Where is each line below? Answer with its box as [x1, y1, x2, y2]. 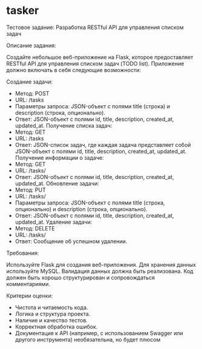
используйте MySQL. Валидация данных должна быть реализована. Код [6, 267, 194, 275]
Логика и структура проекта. [15, 310, 91, 318]
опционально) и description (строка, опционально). [15, 205, 148, 212]
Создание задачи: [6, 78, 53, 85]
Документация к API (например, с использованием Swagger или [15, 329, 183, 336]
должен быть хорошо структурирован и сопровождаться [6, 273, 155, 281]
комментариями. [6, 280, 50, 287]
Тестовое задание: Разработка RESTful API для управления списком [6, 24, 184, 31]
